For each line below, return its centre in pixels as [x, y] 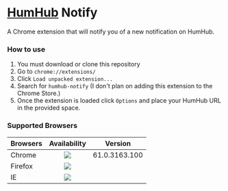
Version [118, 143]
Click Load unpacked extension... [65, 79]
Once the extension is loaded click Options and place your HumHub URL [119, 101]
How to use [26, 49]
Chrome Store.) [39, 93]
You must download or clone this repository [78, 64]
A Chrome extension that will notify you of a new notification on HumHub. [111, 31]
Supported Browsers [42, 126]
